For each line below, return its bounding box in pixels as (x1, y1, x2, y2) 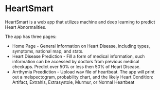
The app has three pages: (5, 34, 57, 39)
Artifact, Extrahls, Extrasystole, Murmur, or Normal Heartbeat (12, 79, 135, 85)
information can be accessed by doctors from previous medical (12, 58, 140, 64)
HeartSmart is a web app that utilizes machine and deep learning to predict (5, 19, 156, 25)
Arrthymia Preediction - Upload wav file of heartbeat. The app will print (12, 69, 155, 74)
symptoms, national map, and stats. (12, 48, 84, 54)
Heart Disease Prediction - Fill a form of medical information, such (12, 53, 145, 59)
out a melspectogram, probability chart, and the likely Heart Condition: (12, 74, 153, 80)
